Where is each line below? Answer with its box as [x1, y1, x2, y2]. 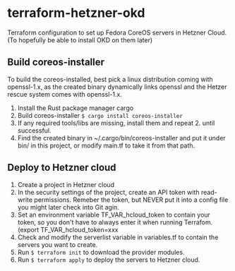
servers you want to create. [17, 240, 98, 248]
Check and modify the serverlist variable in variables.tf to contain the [17, 233, 219, 241]
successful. [17, 126, 52, 135]
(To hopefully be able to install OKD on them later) [7, 35, 153, 44]
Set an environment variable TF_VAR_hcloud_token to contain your [17, 210, 210, 219]
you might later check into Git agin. [17, 203, 120, 211]
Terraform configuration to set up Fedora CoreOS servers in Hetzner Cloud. [7, 28, 227, 37]
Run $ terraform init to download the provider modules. [17, 248, 185, 256]
